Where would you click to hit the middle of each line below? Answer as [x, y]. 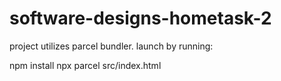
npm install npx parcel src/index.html [85, 65]
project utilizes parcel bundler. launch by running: [111, 46]
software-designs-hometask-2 [140, 18]
